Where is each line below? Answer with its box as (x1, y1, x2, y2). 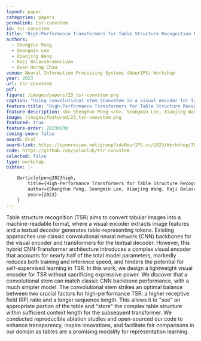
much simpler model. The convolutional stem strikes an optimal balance (6, 283, 183, 290)
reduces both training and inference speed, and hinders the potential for (6, 258, 184, 265)
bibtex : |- (6, 164, 33, 170)
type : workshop (6, 159, 44, 165)
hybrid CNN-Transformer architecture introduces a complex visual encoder (6, 245, 191, 253)
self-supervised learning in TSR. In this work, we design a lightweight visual (6, 264, 193, 272)
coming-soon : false (6, 131, 55, 137)
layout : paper (6, 8, 42, 15)
